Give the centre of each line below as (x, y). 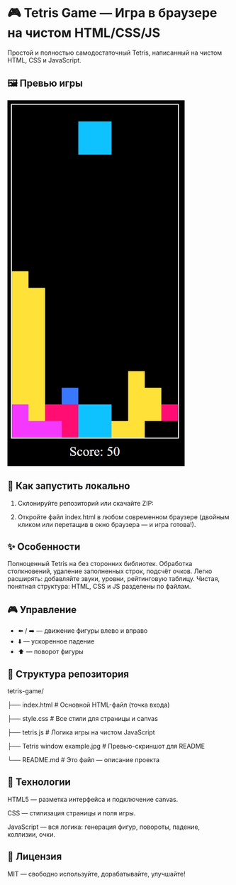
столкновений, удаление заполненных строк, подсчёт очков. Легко (110, 571)
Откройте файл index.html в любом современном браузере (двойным (123, 517)
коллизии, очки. (31, 834)
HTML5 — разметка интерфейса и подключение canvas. (93, 799)
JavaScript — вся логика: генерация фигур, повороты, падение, (104, 827)
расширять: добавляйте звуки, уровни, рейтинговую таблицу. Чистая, (113, 579)
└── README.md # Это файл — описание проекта (84, 760)
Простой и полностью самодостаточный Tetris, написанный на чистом (115, 53)
